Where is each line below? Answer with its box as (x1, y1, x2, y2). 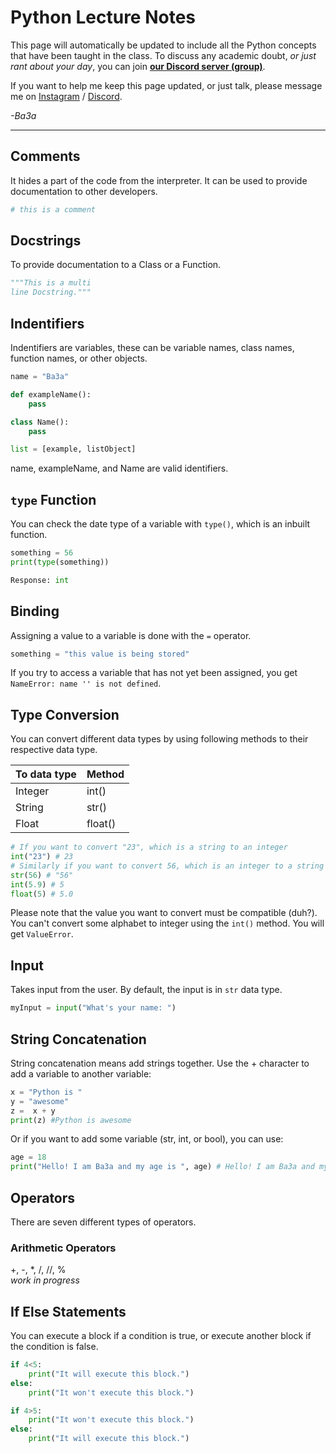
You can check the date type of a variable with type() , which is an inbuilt (10, 518, 311, 530)
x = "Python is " (10, 1087, 83, 1097)
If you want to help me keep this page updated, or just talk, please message (10, 79, 323, 91)
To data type (15, 767, 77, 781)
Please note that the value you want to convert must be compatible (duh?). (10, 907, 318, 919)
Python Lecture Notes (10, 6, 197, 29)
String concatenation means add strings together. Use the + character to (10, 1057, 310, 1069)
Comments (10, 148, 81, 165)
